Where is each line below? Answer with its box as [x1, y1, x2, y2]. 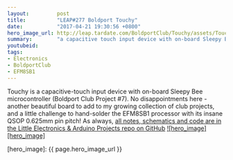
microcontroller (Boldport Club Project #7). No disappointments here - [7, 94, 207, 103]
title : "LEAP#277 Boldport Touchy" [7, 17, 138, 24]
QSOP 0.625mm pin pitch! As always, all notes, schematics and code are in [7, 116, 222, 125]
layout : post [7, 10, 70, 17]
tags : [7, 49, 23, 56]
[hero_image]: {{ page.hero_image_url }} [7, 145, 123, 153]
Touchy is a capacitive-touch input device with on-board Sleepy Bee [7, 87, 203, 96]
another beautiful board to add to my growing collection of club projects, [7, 102, 215, 110]
